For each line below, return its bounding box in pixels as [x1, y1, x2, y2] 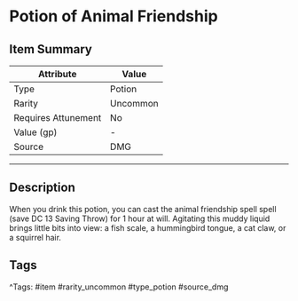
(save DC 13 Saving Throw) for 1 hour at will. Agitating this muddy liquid [9, 213, 271, 224]
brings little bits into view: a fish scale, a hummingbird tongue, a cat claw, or [9, 222, 286, 233]
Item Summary [9, 42, 93, 57]
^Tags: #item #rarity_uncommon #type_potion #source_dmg [9, 281, 229, 292]
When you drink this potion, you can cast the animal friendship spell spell [9, 203, 277, 214]
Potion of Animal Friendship [9, 6, 219, 27]
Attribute [38, 68, 77, 80]
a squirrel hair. [9, 232, 62, 242]
